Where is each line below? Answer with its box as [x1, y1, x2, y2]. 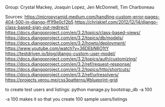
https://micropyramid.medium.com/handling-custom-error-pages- [24, 14, 160, 19]
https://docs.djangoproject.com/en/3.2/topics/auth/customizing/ [5, 56, 137, 61]
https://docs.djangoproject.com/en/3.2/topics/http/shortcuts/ [5, 66, 130, 72]
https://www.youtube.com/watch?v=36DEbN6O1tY [5, 46, 109, 51]
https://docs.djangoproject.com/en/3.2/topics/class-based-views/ [5, 30, 141, 35]
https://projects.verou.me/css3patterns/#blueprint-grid [5, 77, 118, 83]
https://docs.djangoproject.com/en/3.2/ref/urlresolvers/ [5, 72, 119, 77]
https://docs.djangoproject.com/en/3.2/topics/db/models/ [5, 35, 123, 41]
